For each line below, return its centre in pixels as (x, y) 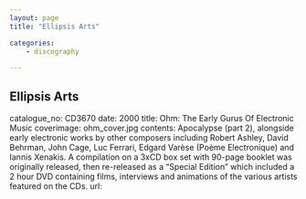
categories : (32, 43)
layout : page (34, 18)
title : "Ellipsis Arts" (55, 26)
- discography (53, 51)
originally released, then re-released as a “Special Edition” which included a (152, 167)
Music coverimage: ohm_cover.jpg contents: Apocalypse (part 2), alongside (152, 128)
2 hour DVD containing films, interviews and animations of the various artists (154, 177)
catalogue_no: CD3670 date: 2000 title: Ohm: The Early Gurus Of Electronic (152, 119)
